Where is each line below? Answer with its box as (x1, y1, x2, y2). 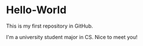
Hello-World (6, 3, 67, 17)
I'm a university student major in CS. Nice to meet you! (6, 33, 138, 40)
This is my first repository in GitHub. (6, 22, 93, 29)
